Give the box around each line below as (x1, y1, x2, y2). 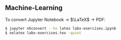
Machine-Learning (5, 4, 63, 12)
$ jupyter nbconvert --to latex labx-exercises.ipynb (5, 26, 117, 31)
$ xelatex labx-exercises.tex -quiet (5, 30, 82, 35)
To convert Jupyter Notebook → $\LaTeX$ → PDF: (5, 16, 106, 22)
